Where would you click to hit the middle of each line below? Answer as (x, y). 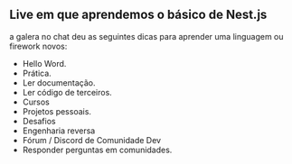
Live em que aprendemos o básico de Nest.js (138, 15)
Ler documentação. (59, 82)
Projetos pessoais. (57, 111)
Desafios (39, 121)
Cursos (36, 102)
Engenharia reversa (59, 131)
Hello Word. (44, 63)
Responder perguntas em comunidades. (97, 150)
